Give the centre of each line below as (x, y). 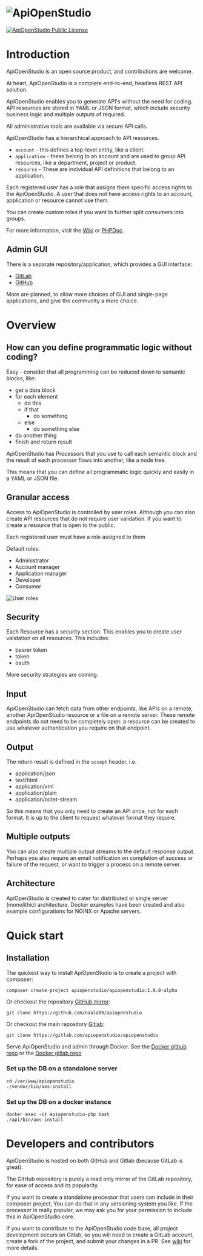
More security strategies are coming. (52, 675)
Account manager (38, 567)
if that (32, 409)
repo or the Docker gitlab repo (44, 1053)
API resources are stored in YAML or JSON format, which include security (98, 108)
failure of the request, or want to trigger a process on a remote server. (94, 864)
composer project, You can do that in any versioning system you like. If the (99, 1204)
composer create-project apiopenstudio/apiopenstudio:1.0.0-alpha (92, 990)
